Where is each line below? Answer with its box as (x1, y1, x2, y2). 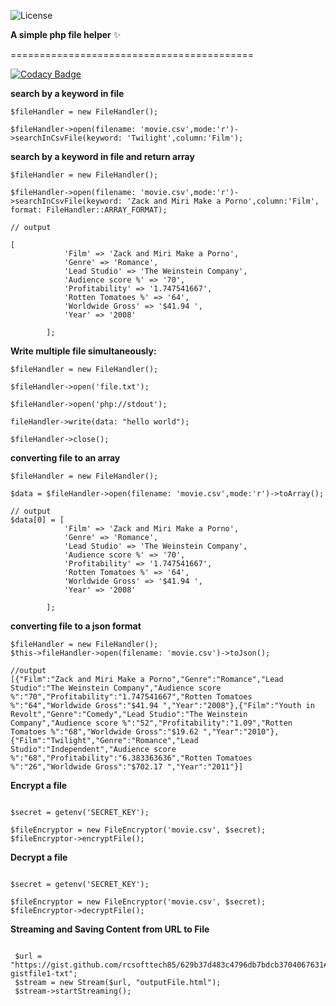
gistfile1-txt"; (10, 969, 78, 979)
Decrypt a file (10, 851, 68, 863)
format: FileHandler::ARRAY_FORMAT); (10, 205, 168, 215)
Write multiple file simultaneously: (10, 345, 157, 357)
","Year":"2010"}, (202, 727, 280, 737)
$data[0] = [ (10, 515, 65, 525)
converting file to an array (10, 452, 121, 464)
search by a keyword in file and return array (10, 151, 195, 162)
